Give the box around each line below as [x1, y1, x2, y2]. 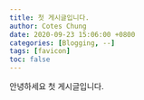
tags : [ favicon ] [9, 47, 71, 56]
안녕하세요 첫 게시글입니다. [9, 81, 104, 91]
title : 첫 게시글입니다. [9, 13, 91, 23]
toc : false [9, 55, 51, 64]
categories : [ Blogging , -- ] [9, 38, 116, 48]
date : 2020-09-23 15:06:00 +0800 [9, 30, 136, 39]
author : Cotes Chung [9, 22, 88, 31]
